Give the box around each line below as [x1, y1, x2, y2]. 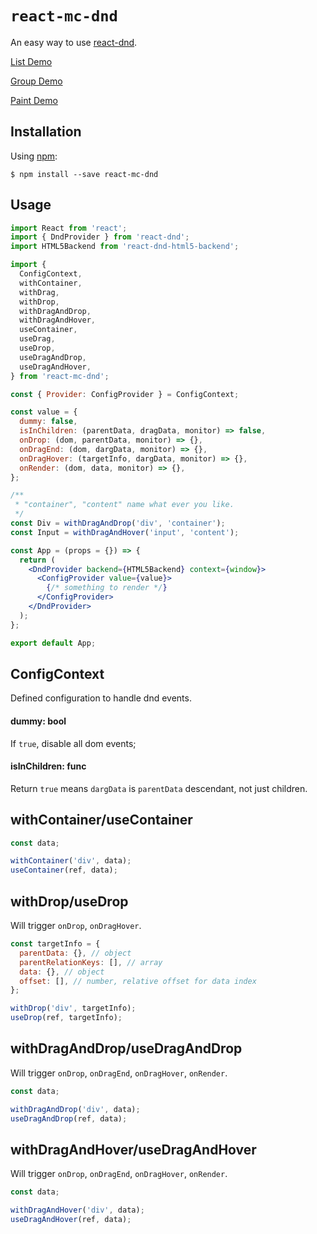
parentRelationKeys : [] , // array [19, 957, 163, 967]
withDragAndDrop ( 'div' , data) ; [10, 1104, 141, 1114]
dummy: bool [10, 715, 67, 727]
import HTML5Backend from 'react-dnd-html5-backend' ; [10, 242, 240, 252]
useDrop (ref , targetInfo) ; [10, 1013, 123, 1023]
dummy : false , [19, 417, 78, 427]
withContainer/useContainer [10, 812, 193, 829]
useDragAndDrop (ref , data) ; [10, 1113, 128, 1124]
